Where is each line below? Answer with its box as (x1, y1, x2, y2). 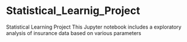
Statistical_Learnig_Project (6, 4, 140, 17)
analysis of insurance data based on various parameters (6, 29, 141, 36)
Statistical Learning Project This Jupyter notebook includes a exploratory (6, 23, 182, 30)
